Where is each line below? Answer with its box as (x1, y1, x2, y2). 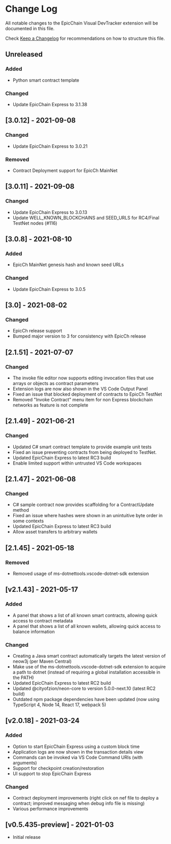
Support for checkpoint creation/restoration (12, 765, 104, 771)
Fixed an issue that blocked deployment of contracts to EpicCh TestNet (12, 391, 162, 397)
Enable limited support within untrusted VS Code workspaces (12, 460, 141, 466)
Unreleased (5, 50, 43, 59)
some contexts (12, 518, 44, 524)
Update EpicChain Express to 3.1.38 (12, 101, 88, 107)
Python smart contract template (12, 77, 79, 83)
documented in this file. (5, 25, 55, 31)
